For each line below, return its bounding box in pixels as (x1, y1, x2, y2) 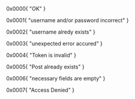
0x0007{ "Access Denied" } (6, 86, 75, 94)
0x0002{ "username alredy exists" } (6, 28, 96, 35)
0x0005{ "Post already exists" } (6, 63, 85, 70)
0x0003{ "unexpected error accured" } (6, 40, 103, 47)
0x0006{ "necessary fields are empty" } (6, 75, 106, 82)
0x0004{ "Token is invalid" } (6, 52, 77, 59)
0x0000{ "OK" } (6, 5, 46, 12)
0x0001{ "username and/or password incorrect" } (6, 17, 129, 23)
